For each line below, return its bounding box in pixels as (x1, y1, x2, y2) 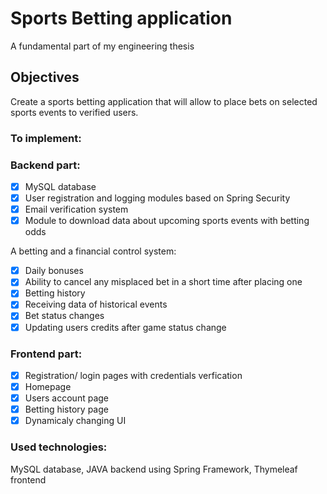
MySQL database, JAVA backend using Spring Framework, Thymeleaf (10, 463, 298, 475)
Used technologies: (10, 440, 108, 454)
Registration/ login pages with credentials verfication (24, 369, 243, 381)
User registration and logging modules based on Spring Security (24, 192, 291, 204)
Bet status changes (24, 310, 105, 322)
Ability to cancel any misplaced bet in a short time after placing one (24, 276, 303, 288)
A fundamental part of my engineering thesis (10, 40, 195, 52)
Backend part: (10, 158, 81, 172)
